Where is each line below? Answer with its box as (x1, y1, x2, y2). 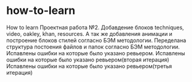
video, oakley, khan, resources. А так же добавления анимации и (6, 30, 173, 37)
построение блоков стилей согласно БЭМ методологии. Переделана (6, 36, 187, 44)
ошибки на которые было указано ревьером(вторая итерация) (6, 56, 170, 63)
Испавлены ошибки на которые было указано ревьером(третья (6, 62, 172, 70)
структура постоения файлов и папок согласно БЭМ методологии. (6, 43, 180, 50)
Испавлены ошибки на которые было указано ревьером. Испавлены (6, 49, 185, 56)
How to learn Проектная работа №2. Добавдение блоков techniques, (6, 24, 184, 31)
